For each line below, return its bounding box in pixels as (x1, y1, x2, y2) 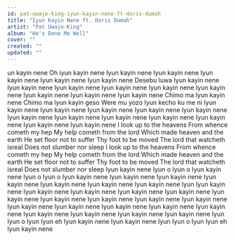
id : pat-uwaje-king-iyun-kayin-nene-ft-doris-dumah (7, 10, 161, 17)
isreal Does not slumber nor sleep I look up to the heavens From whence (7, 143, 216, 151)
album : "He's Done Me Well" (7, 29, 90, 37)
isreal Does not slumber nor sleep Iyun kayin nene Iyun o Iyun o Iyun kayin (7, 165, 222, 174)
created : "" (7, 43, 42, 50)
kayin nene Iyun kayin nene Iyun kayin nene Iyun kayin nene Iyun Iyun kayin (7, 180, 226, 188)
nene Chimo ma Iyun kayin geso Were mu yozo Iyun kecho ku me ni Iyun (7, 98, 217, 106)
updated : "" (7, 50, 42, 57)
